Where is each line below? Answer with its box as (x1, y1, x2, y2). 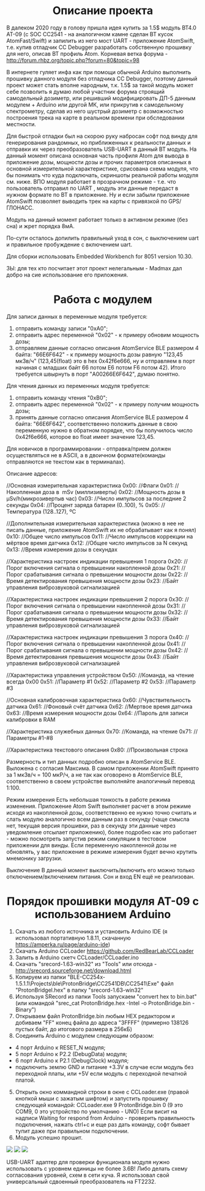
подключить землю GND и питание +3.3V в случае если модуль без (15, 1063, 194, 1070)
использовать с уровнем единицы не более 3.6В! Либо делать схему (6, 1165, 188, 1172)
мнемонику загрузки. (6, 854, 63, 862)
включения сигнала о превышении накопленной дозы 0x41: (23, 640, 181, 647)
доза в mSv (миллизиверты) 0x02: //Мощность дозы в (42, 488, 185, 495)
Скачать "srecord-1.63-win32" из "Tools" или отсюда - (15, 960, 157, 967)
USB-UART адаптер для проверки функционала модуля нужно (6, 1158, 170, 1165)
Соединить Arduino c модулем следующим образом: (15, 1032, 154, 1039)
